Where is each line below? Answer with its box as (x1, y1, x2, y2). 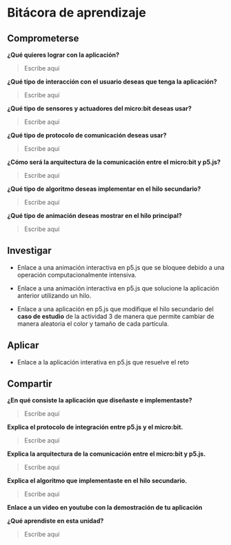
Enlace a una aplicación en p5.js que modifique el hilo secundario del (17, 304, 214, 313)
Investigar (7, 245, 52, 257)
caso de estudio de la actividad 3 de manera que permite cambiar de (17, 312, 214, 320)
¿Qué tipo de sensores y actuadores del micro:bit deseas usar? (7, 104, 192, 112)
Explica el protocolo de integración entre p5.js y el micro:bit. (7, 423, 183, 432)
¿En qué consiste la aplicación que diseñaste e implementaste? (7, 396, 192, 405)
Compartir (7, 378, 53, 390)
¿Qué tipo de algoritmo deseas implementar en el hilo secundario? (7, 185, 201, 193)
